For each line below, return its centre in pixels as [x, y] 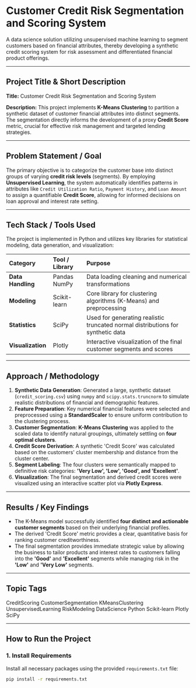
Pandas [63, 277]
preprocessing [106, 308]
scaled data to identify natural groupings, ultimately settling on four [95, 434]
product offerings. [28, 58]
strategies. [19, 132]
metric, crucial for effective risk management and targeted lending [86, 126]
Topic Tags [27, 589]
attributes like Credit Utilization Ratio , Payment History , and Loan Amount [97, 189]
